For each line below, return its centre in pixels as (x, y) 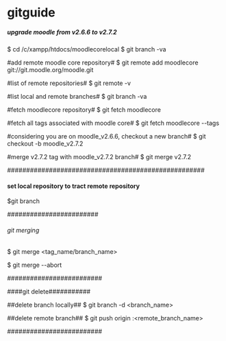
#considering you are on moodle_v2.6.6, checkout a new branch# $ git (106, 137)
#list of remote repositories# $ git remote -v (69, 83)
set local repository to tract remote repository (74, 186)
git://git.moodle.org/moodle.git (50, 70)
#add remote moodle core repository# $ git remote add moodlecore (103, 62)
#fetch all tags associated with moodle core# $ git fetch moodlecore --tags (113, 123)
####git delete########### (49, 291)
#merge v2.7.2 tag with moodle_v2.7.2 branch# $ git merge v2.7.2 (99, 157)
